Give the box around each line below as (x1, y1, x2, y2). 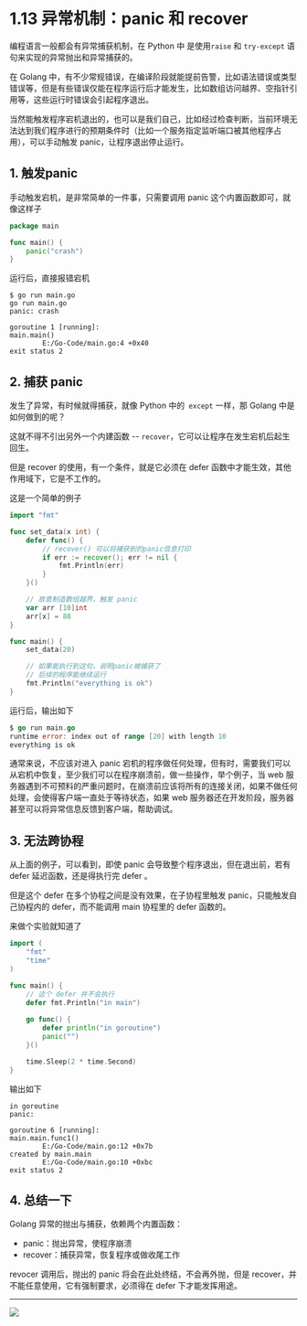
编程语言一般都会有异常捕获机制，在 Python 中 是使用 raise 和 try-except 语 (9, 40, 295, 51)
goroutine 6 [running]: (9, 1126, 101, 1135)
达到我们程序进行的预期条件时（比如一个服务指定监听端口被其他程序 (16, 124, 274, 135)
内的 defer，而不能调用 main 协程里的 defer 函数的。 (33, 902, 231, 913)
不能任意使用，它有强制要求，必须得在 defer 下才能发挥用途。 (9, 1280, 242, 1291)
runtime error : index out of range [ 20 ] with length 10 (9, 732, 227, 741)
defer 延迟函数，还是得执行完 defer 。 (9, 871, 153, 882)
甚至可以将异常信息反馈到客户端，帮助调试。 (9, 804, 178, 815)
